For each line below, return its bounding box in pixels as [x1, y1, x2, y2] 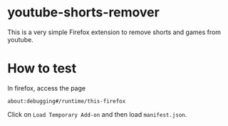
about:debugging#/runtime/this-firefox [7, 98, 126, 105]
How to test [7, 61, 77, 77]
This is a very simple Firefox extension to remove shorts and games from [7, 28, 222, 36]
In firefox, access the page [7, 83, 86, 93]
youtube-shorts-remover [7, 4, 160, 21]
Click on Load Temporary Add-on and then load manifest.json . [7, 110, 187, 118]
